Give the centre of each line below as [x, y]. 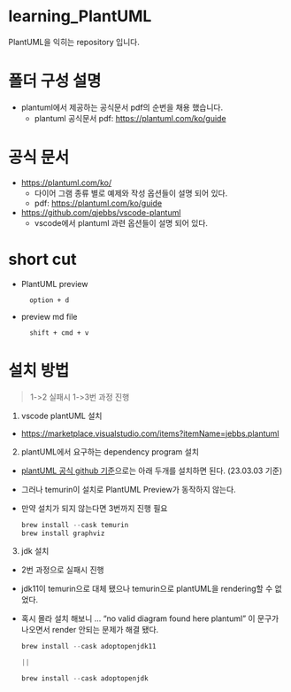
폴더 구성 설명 [55, 81]
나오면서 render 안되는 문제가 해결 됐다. [90, 630]
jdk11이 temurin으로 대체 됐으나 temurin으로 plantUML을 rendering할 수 [147, 589]
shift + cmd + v [59, 333]
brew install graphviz [63, 533]
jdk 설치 [35, 551]
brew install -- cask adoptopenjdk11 [88, 647]
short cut [42, 260]
